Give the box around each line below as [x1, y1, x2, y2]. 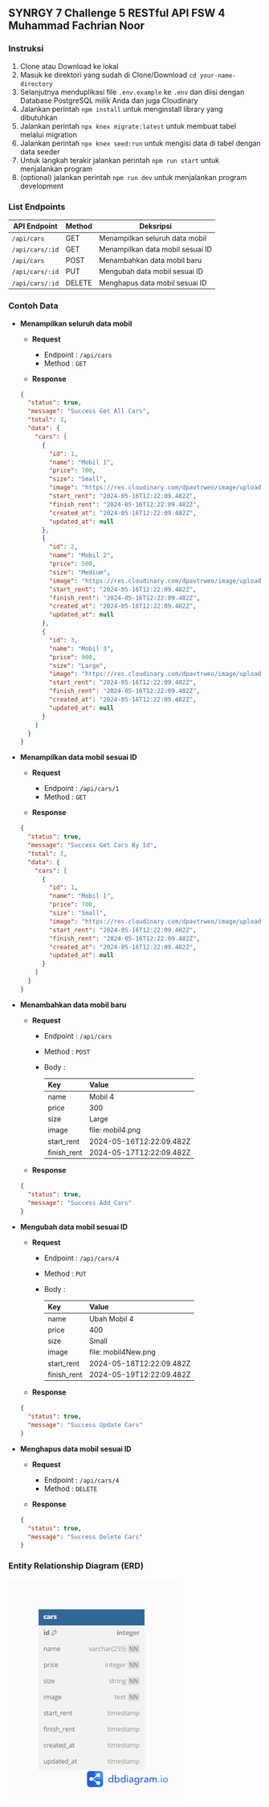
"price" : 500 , [49, 560, 96, 568]
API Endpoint [13, 221, 58, 232]
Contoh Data [8, 301, 59, 312]
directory [19, 80, 54, 88]
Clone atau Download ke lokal [19, 61, 119, 71]
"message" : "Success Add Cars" [27, 1199, 132, 1207]
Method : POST [43, 1047, 91, 1056]
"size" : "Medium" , [49, 568, 111, 576]
